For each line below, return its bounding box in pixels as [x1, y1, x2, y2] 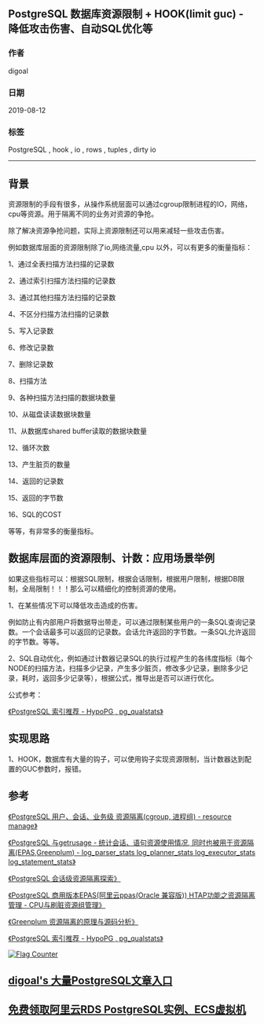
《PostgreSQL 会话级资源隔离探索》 [8, 873, 121, 883]
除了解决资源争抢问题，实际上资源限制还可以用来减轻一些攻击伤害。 [8, 226, 229, 236]
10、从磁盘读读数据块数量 [8, 409, 92, 419]
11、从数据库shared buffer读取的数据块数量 [8, 427, 148, 436]
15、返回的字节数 [8, 494, 64, 503]
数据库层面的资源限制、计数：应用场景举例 [8, 552, 214, 565]
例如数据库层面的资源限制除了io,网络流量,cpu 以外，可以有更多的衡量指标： [8, 243, 253, 252]
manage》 [8, 820, 38, 831]
